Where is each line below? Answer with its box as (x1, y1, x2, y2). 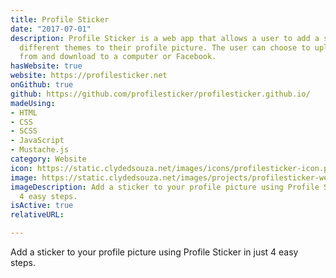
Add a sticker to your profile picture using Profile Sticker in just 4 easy (10, 246, 299, 258)
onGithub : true (10, 80, 74, 90)
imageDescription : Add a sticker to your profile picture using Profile (10, 182, 320, 192)
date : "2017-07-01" (10, 24, 92, 34)
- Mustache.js (10, 145, 70, 155)
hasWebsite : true (10, 61, 83, 71)
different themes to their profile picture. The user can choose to (19, 42, 311, 53)
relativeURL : (10, 210, 65, 220)
